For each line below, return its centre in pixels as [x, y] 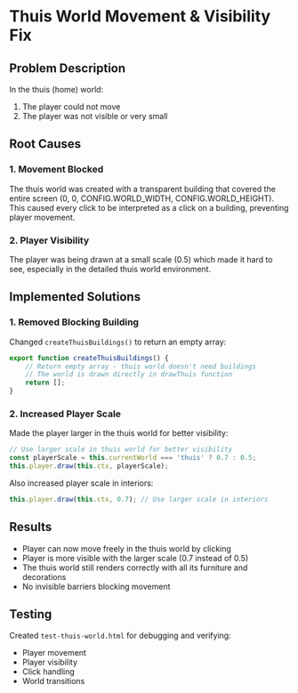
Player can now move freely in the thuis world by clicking [126, 548]
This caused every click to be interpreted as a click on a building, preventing [149, 207]
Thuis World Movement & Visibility [140, 16]
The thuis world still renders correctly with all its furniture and [135, 568]
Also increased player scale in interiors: [81, 483]
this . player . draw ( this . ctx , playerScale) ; [89, 466]
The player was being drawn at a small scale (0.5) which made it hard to [141, 259]
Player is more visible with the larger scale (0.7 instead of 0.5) [135, 558]
